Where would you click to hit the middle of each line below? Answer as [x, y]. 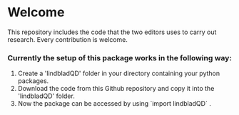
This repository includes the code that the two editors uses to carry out [112, 32]
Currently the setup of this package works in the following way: [119, 57]
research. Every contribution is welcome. [68, 39]
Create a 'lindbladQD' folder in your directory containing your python [118, 73]
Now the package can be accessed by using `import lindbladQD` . [115, 104]
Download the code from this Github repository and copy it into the [116, 89]
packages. [33, 81]
